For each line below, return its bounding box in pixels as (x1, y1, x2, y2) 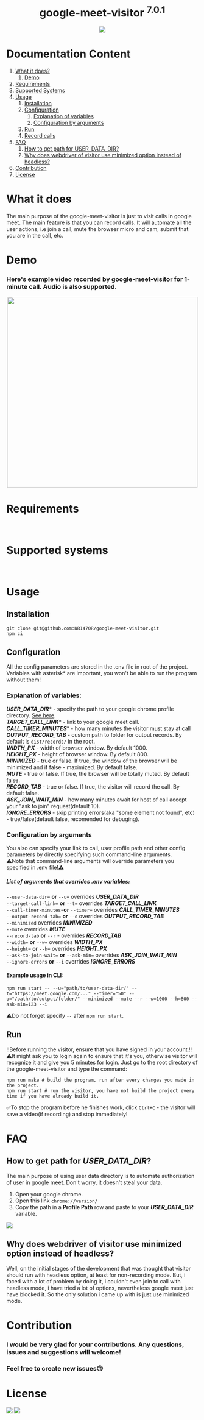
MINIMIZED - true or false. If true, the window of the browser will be (6, 757, 178, 764)
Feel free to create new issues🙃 (6, 1364, 104, 1372)
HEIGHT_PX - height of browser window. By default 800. (6, 750, 149, 758)
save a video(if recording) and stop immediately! (6, 1110, 128, 1118)
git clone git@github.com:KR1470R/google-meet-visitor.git (6, 625, 160, 631)
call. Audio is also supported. (29, 283, 118, 291)
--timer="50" (93, 991, 127, 997)
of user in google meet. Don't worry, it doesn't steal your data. (6, 1179, 163, 1186)
